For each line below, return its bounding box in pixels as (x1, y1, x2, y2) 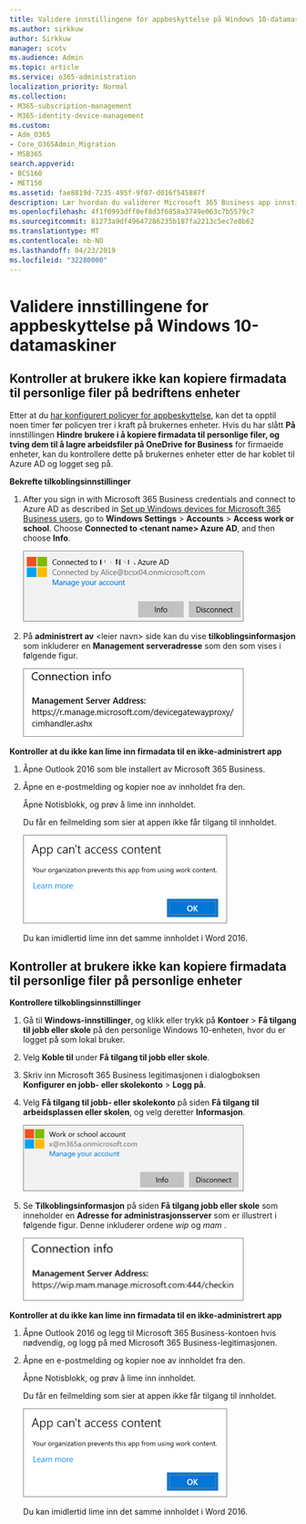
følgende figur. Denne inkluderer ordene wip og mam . (22, 1220, 227, 1231)
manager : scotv (9, 44, 67, 53)
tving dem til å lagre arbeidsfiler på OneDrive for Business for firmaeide (9, 438, 284, 449)
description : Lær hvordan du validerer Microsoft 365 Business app (9, 197, 271, 207)
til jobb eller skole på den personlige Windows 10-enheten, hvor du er (22, 1025, 286, 1035)
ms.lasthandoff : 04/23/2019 (9, 246, 117, 255)
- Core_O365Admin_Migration (9, 140, 117, 150)
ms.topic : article (9, 63, 79, 72)
